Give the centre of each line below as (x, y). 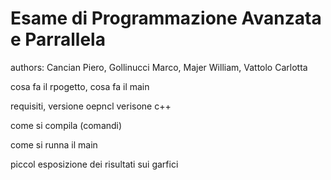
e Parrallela (58, 39)
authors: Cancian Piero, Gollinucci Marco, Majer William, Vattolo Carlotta (159, 67)
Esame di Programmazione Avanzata (166, 18)
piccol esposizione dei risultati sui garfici (94, 164)
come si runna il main (54, 144)
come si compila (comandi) (66, 125)
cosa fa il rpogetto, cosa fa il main (80, 86)
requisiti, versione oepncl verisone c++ (91, 106)
